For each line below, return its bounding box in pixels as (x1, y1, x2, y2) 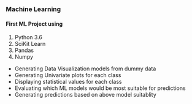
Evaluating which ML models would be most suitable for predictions (14, 84, 186, 92)
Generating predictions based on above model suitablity (14, 91, 157, 98)
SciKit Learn (14, 40, 46, 48)
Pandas (14, 46, 34, 54)
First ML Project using (6, 20, 63, 28)
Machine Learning (6, 5, 61, 13)
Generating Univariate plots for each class (14, 72, 121, 79)
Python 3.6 (14, 34, 42, 41)
